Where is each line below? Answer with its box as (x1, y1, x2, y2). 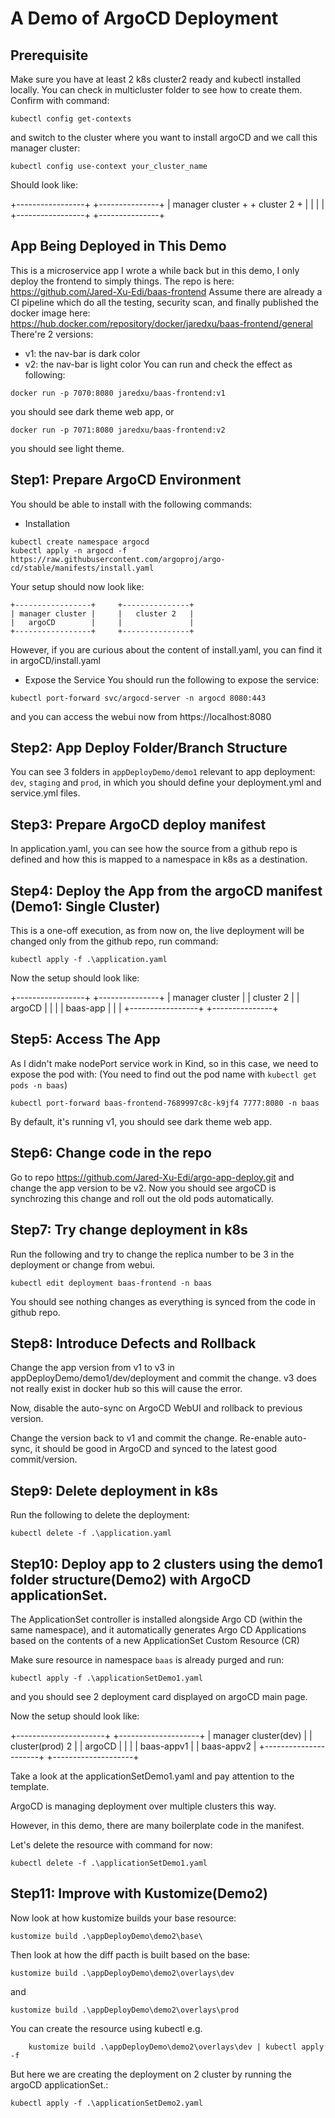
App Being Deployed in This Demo (10, 238, 227, 255)
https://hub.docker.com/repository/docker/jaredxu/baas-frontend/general (10, 317, 313, 329)
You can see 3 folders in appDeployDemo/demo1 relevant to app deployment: (10, 766, 316, 778)
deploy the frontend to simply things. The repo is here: (10, 275, 235, 287)
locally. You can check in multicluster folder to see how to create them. (10, 84, 303, 96)
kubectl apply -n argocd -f (10, 545, 128, 556)
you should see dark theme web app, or (10, 405, 175, 417)
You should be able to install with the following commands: (10, 498, 253, 510)
